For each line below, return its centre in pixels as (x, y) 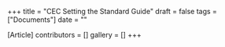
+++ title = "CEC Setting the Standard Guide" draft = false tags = (112, 11)
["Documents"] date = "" (47, 20)
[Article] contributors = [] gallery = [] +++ (75, 35)
